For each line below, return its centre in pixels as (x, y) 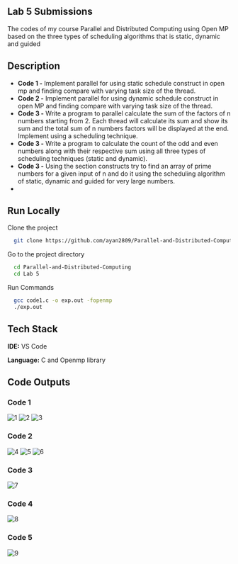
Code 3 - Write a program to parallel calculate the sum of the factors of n (124, 113)
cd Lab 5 (27, 274)
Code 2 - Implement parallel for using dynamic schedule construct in (118, 98)
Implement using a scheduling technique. (78, 136)
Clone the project (33, 228)
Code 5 (20, 538)
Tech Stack (33, 329)
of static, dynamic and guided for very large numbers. (96, 181)
